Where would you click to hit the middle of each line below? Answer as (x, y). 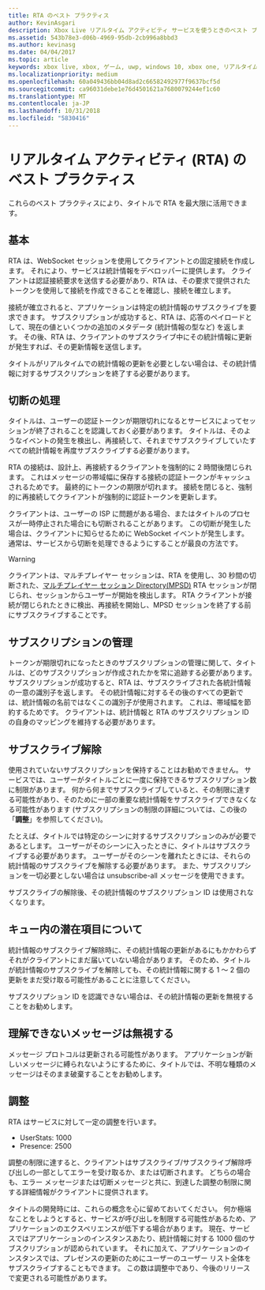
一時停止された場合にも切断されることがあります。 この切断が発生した (136, 524)
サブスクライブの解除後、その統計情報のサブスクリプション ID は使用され (127, 893)
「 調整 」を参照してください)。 (58, 819)
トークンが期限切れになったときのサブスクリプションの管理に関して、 (122, 663)
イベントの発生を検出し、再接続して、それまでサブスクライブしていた (136, 441)
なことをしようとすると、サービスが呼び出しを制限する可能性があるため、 (129, 1218)
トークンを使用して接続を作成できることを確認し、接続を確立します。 (121, 290)
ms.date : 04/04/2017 (42, 52)
